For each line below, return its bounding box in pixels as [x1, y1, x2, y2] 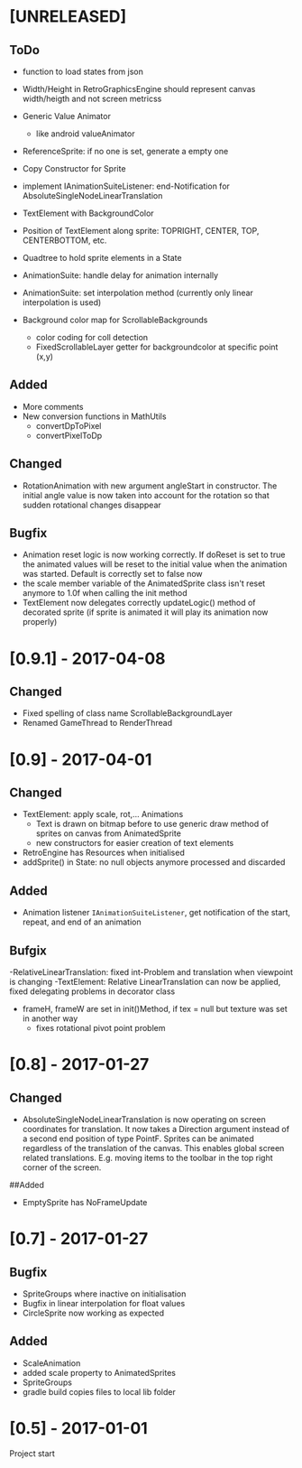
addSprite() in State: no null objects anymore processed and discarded [22, 857, 286, 868]
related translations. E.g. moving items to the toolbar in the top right [22, 1153, 273, 1164]
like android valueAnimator [35, 128, 135, 139]
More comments [22, 401, 84, 412]
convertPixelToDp [35, 430, 103, 441]
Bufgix [9, 943, 48, 958]
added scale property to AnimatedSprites [22, 1367, 176, 1378]
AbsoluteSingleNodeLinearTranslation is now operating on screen [22, 1114, 266, 1125]
